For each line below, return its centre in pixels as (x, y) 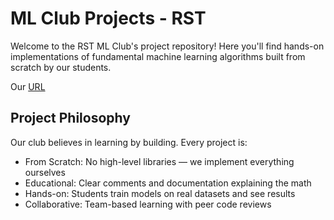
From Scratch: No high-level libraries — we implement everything (159, 161)
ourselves (45, 172)
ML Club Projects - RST (108, 18)
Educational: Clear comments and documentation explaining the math (168, 183)
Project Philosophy (70, 118)
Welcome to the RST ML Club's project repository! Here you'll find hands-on (167, 46)
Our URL (28, 86)
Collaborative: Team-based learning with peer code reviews (148, 204)
